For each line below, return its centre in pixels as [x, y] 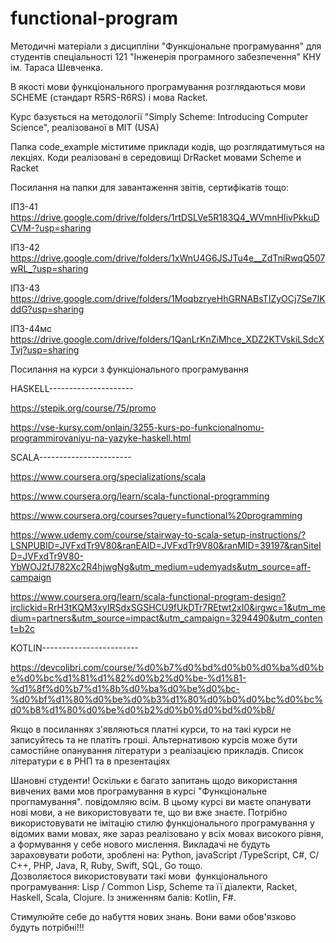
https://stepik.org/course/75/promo [83, 408]
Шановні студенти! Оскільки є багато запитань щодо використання [154, 780]
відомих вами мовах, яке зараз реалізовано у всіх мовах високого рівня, [167, 833]
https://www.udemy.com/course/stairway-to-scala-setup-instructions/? [158, 534]
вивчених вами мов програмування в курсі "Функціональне [139, 791]
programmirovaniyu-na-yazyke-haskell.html [101, 438]
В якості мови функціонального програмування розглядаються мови [158, 86]
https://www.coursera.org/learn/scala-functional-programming [140, 496]
